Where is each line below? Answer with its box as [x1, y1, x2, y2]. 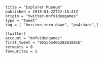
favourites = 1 [5, 49, 38, 54]
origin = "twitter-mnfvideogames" [5, 14, 79, 19]
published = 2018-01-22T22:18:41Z [5, 9, 79, 14]
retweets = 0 [5, 44, 33, 49]
